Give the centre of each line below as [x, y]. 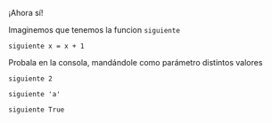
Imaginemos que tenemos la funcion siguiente [94, 30]
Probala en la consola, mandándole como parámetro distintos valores [136, 62]
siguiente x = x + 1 [47, 46]
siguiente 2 [30, 79]
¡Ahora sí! [26, 13]
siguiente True [37, 110]
